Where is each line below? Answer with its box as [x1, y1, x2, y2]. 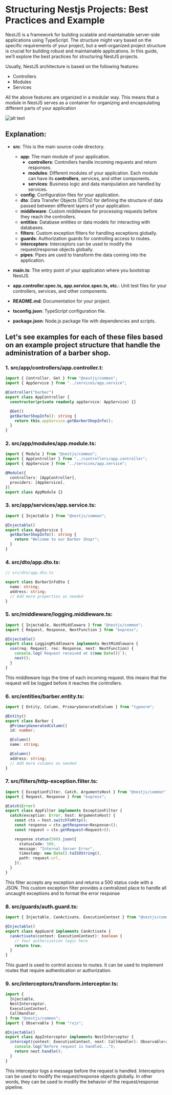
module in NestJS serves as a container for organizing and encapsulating [5, 99, 160, 106]
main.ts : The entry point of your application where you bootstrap [12, 267, 150, 273]
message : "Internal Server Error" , [18, 846, 95, 851]
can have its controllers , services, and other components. [28, 175, 151, 181]
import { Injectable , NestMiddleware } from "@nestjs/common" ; [5, 622, 143, 628]
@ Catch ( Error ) [5, 803, 36, 808]
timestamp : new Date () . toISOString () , [18, 851, 102, 856]
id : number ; [10, 728, 36, 733]
